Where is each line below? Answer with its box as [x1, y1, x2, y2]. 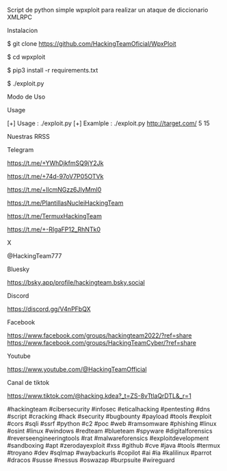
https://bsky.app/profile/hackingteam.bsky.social [7, 279, 146, 286]
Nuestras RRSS [7, 133, 50, 140]
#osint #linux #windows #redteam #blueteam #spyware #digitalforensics [7, 427, 213, 435]
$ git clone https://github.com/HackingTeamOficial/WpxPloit [7, 40, 176, 47]
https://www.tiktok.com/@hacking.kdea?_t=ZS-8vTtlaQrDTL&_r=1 [7, 392, 191, 400]
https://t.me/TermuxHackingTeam [7, 212, 103, 220]
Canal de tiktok [7, 379, 50, 386]
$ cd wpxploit [7, 53, 46, 61]
